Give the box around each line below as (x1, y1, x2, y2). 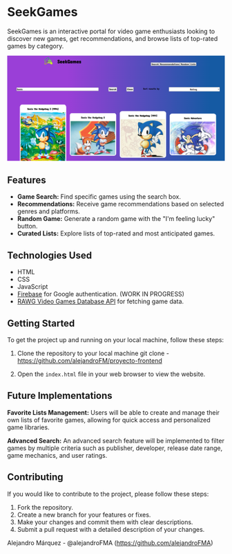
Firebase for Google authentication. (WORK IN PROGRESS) (17, 290, 185, 298)
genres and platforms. (17, 207, 81, 215)
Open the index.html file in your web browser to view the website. (17, 370, 206, 378)
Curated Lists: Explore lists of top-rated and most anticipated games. (17, 229, 215, 238)
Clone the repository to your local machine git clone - (17, 349, 169, 357)
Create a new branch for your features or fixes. (17, 510, 151, 519)
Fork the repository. (17, 503, 74, 511)
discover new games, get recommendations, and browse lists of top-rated (7, 34, 218, 42)
